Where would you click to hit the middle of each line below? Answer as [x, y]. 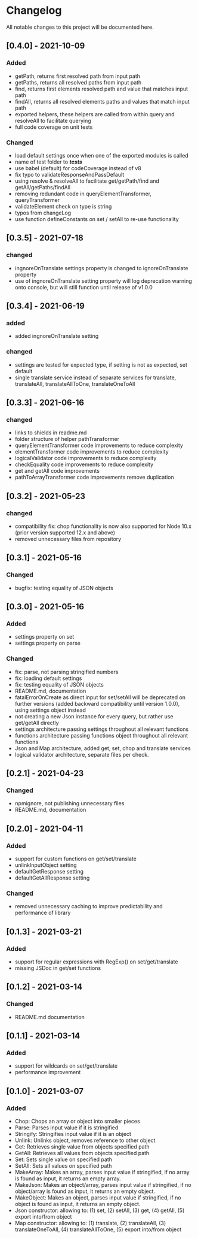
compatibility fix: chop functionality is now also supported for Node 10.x [103, 526]
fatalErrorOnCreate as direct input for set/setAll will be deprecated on [100, 697]
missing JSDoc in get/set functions [58, 968]
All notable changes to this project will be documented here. [80, 27]
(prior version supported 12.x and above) [65, 532]
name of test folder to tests [48, 162]
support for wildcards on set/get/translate [66, 1066]
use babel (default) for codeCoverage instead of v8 [78, 168]
